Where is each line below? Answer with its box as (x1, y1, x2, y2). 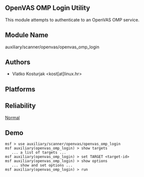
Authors (5, 58, 31, 66)
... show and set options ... (11, 163, 73, 168)
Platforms (5, 85, 36, 93)
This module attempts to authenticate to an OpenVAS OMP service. (5, 17, 140, 22)
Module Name (5, 31, 49, 39)
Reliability (5, 102, 36, 110)
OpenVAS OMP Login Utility (5, 4, 90, 12)
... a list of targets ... (11, 150, 67, 155)
